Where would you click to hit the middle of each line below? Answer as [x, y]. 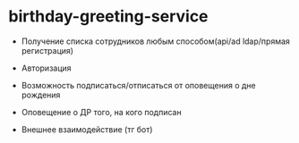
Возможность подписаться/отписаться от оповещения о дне [138, 85]
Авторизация [47, 68]
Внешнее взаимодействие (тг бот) [87, 129]
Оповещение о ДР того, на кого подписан [101, 112]
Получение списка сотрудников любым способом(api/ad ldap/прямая [155, 41]
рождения [41, 95]
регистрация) [47, 50]
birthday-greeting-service [108, 17]
